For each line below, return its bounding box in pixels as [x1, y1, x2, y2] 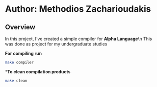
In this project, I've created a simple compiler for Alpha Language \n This [5, 36, 152, 42]
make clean [5, 78, 27, 83]
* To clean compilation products [5, 68, 71, 74]
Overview [5, 23, 36, 31]
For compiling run [5, 50, 42, 56]
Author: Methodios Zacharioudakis [5, 3, 151, 15]
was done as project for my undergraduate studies [5, 41, 107, 47]
